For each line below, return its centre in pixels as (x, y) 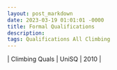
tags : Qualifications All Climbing (59, 40)
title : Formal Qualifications (51, 26)
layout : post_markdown (40, 14)
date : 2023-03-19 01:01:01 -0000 (56, 20)
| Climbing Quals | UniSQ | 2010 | (54, 59)
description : (26, 33)
